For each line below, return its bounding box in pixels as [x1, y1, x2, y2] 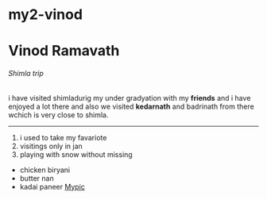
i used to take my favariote [19, 132, 107, 142]
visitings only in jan [19, 141, 83, 151]
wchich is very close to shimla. [8, 109, 109, 120]
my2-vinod [8, 6, 83, 24]
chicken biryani [19, 165, 70, 174]
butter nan [19, 173, 54, 183]
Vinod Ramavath [8, 42, 120, 60]
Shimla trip [8, 68, 44, 78]
